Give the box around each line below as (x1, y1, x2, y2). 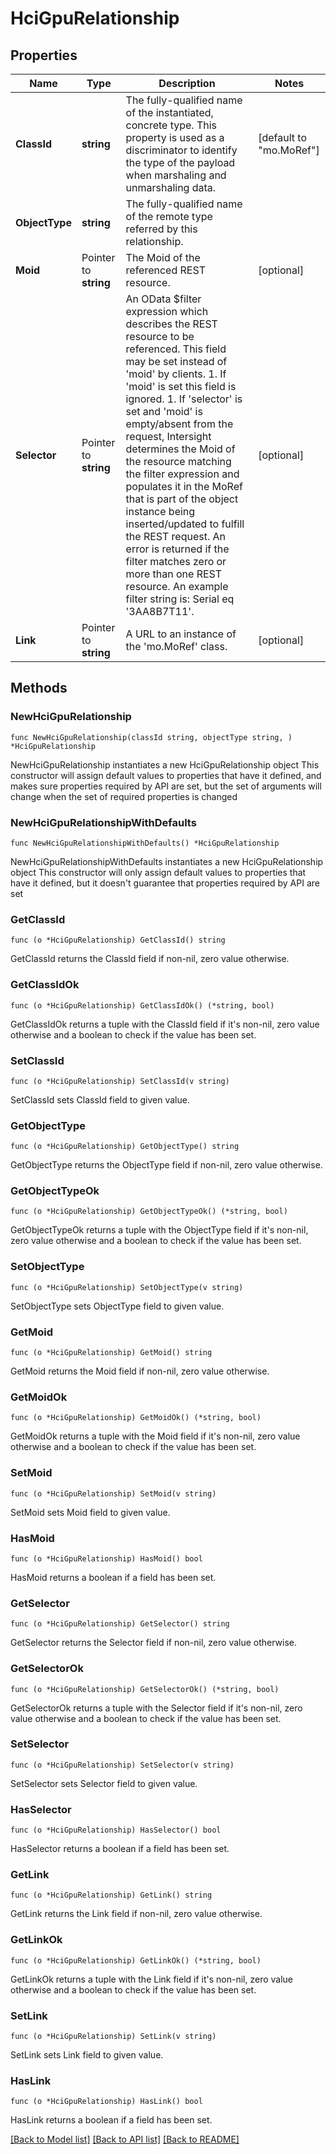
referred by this (125, 222, 198, 236)
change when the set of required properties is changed (10, 790, 238, 802)
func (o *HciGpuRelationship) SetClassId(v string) (10, 1076, 230, 1086)
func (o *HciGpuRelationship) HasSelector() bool (10, 1825, 222, 1836)
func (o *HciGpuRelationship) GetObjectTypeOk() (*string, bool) (10, 1207, 288, 1217)
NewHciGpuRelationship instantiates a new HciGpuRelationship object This (10, 758, 320, 771)
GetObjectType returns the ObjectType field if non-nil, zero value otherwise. (10, 1159, 323, 1171)
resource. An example (125, 580, 229, 593)
